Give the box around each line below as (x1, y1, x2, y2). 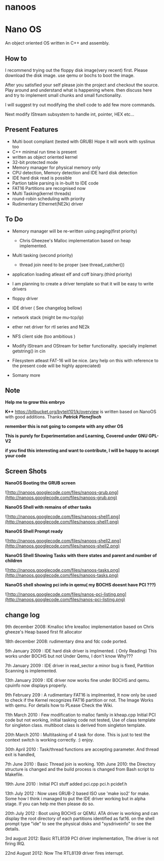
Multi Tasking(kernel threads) (12, 190, 72, 196)
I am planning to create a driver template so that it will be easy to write (12, 280, 154, 286)
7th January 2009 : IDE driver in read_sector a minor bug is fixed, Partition (5, 663, 154, 668)
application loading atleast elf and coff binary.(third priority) (12, 271, 133, 277)
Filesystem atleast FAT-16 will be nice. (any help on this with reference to (12, 357, 159, 363)
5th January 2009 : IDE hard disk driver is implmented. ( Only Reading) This (5, 648, 157, 653)
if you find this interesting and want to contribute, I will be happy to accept (5, 447, 159, 454)
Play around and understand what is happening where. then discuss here (5, 87, 152, 93)
